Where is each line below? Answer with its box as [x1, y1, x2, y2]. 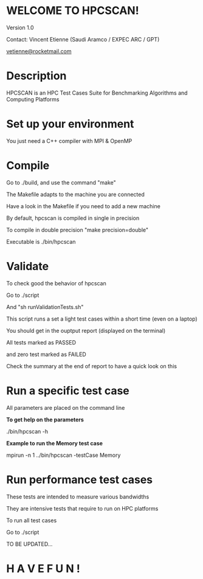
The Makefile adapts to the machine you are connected [6, 191, 145, 198]
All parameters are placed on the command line [6, 404, 125, 411]
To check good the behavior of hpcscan [6, 279, 106, 287]
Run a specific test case [6, 384, 129, 398]
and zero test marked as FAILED [6, 351, 86, 358]
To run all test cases [6, 517, 57, 524]
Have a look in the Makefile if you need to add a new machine [6, 202, 161, 209]
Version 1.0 [6, 24, 34, 31]
